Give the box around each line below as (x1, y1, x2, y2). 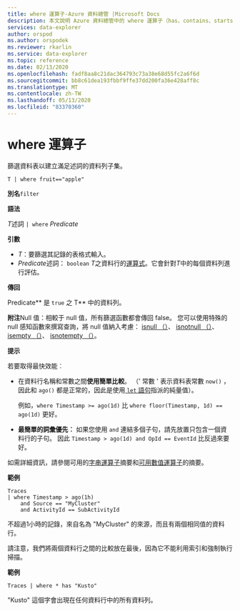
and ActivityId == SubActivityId (20, 506, 120, 513)
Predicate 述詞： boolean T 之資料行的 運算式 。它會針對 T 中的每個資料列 (17, 259, 225, 267)
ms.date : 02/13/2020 (7, 64, 69, 71)
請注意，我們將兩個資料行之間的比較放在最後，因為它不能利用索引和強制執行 (7, 544, 233, 552)
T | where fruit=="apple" (7, 176, 84, 183)
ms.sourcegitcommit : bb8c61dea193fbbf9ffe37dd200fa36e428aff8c (7, 76, 200, 84)
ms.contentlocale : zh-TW (7, 90, 81, 97)
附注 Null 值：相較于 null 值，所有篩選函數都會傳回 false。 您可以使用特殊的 (7, 313, 228, 322)
